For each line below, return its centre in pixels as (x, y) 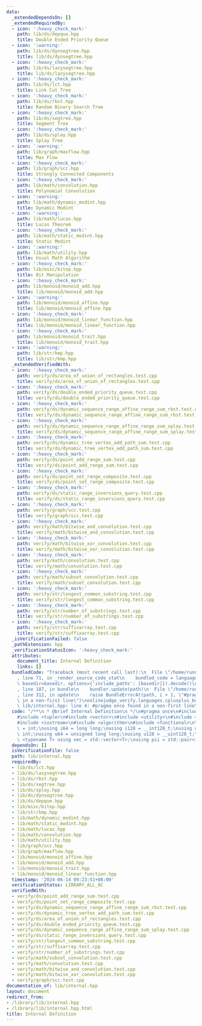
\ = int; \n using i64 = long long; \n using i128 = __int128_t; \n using (105, 728)
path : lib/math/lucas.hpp (50, 219)
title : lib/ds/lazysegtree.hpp (56, 73)
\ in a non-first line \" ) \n (52, 700)
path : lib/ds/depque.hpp (48, 34)
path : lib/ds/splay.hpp (47, 135)
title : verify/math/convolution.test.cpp (69, 566)
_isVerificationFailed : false (49, 639)
